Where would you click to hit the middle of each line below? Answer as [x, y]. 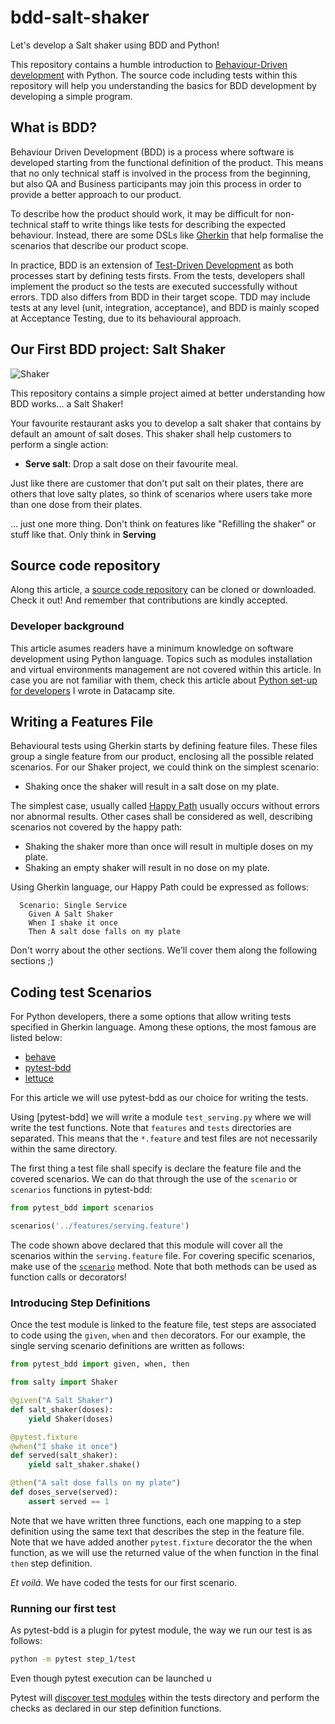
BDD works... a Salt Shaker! [67, 403]
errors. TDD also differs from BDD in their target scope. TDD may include [160, 297]
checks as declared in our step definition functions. [116, 1708]
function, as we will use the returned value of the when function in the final [164, 1552]
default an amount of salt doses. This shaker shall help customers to [151, 433]
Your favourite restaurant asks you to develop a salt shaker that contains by [166, 423]
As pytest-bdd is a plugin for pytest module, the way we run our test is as [161, 1630]
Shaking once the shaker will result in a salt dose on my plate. [152, 787]
